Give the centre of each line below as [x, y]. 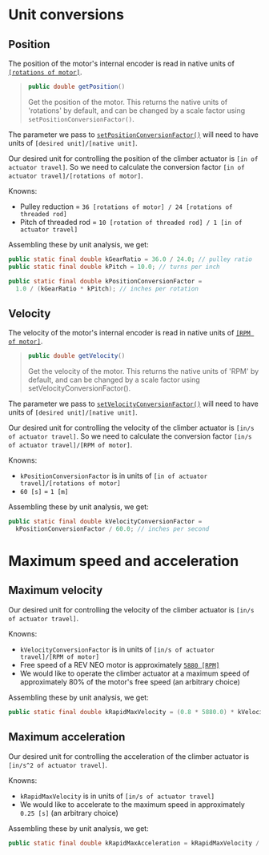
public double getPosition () [76, 86]
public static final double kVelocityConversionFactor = [105, 522]
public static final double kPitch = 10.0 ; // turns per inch [114, 267]
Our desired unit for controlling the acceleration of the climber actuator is [129, 756]
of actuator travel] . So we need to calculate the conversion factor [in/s [130, 436]
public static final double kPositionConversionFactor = [105, 281]
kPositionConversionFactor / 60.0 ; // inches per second [112, 529]
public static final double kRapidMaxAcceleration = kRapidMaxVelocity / [134, 843]
